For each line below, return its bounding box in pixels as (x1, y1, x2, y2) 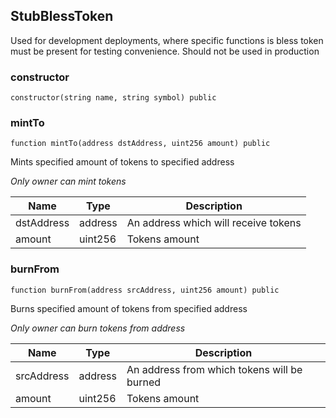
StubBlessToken (10, 8, 114, 25)
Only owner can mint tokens (10, 175, 127, 188)
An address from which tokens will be (126, 362, 303, 376)
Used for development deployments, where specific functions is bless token (10, 34, 324, 46)
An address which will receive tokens (126, 216, 302, 230)
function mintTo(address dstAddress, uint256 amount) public (10, 139, 271, 149)
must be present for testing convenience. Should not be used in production (10, 45, 320, 57)
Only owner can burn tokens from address (10, 322, 186, 334)
